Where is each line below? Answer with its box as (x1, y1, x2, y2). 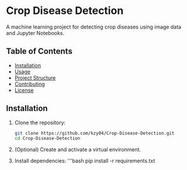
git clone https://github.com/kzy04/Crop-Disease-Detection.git (14, 130, 175, 136)
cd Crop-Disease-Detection (14, 136, 81, 141)
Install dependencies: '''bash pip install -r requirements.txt (14, 157, 155, 164)
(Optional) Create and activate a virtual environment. (14, 146, 141, 153)
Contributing (14, 80, 45, 87)
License (14, 86, 34, 94)
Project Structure (14, 74, 56, 81)
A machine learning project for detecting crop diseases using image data (6, 23, 182, 30)
